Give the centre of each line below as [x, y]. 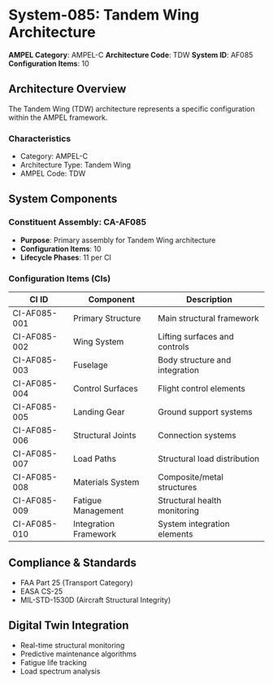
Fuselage [90, 366]
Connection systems [197, 436]
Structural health [190, 501]
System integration [194, 524]
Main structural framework [208, 318]
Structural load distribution [209, 459]
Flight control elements [202, 388]
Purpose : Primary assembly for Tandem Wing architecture [118, 240]
